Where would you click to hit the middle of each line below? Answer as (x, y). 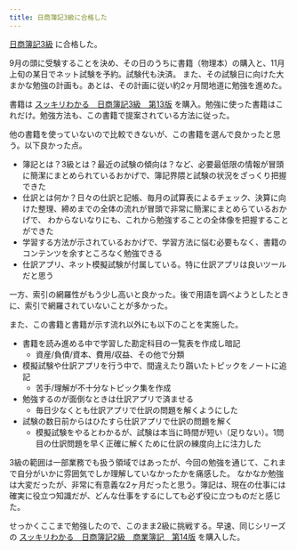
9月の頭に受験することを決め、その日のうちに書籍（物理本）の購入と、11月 (147, 62)
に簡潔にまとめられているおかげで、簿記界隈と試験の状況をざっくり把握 (154, 175)
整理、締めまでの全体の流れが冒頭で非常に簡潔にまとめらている (155, 208)
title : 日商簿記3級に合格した (59, 17)
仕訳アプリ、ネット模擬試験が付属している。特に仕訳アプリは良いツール (154, 264)
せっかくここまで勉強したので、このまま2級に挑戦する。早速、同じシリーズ (148, 525)
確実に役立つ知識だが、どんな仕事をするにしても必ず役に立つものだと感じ (145, 496)
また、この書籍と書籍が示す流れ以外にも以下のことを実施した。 (126, 324)
